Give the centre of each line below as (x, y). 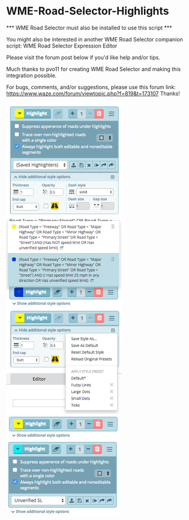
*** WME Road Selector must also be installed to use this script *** (89, 28)
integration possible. (31, 75)
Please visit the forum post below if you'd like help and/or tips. (83, 57)
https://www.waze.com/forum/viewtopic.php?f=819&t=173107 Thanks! (93, 93)
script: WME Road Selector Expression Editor (62, 46)
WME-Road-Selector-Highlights (88, 11)
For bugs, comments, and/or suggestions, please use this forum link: (91, 87)
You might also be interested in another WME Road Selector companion (94, 39)
